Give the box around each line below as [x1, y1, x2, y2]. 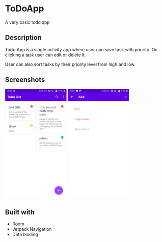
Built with [5, 208, 35, 216]
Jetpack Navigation [12, 226, 52, 232]
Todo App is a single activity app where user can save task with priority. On [5, 46, 158, 52]
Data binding [12, 231, 38, 237]
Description [5, 33, 42, 42]
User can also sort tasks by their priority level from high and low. [5, 61, 136, 67]
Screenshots [5, 76, 45, 84]
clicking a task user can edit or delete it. [5, 52, 86, 58]
